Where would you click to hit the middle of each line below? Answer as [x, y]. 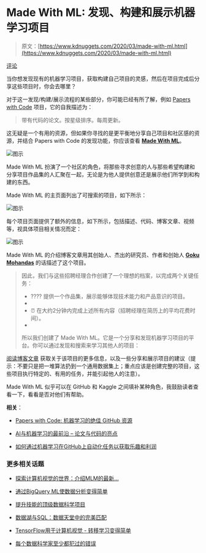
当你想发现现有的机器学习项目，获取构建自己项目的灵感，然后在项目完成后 [100, 78]
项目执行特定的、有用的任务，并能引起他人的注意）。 [77, 373]
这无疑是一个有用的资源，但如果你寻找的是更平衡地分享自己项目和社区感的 [100, 133]
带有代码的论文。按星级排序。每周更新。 [72, 120]
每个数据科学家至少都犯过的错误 [55, 544]
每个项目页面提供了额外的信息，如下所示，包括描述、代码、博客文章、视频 [100, 221]
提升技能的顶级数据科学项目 [50, 505]
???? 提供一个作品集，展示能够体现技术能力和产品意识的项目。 [109, 296]
